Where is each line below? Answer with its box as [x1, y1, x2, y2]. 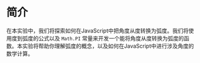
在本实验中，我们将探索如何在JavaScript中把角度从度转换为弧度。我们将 [6, 27, 189, 34]
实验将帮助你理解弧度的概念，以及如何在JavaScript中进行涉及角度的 [22, 42, 194, 50]
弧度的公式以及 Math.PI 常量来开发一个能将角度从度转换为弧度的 [22, 34, 184, 42]
